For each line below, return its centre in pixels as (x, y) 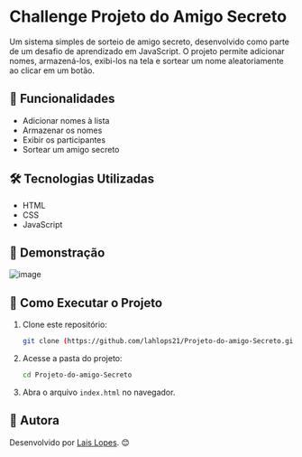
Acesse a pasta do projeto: (73, 359)
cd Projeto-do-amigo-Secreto (77, 375)
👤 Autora (35, 420)
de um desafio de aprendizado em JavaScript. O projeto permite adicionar (147, 51)
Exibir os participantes (64, 140)
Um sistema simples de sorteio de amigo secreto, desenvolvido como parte (150, 42)
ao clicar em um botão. (52, 70)
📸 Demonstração (57, 252)
